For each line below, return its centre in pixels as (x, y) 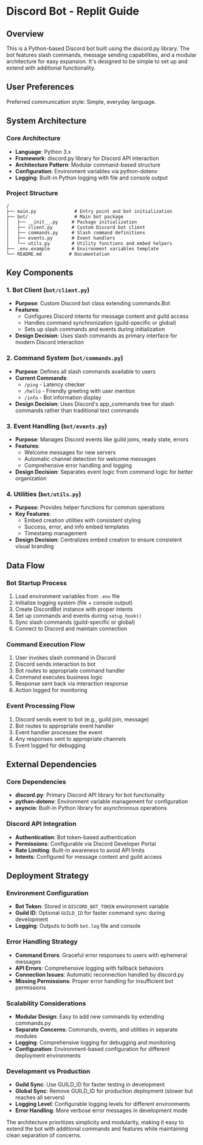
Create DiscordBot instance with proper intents (74, 609)
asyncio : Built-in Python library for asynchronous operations (91, 808)
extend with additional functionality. (51, 68)
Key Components (40, 273)
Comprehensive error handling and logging (78, 466)
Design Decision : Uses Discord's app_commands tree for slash (95, 403)
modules (26, 1036)
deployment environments (48, 1055)
